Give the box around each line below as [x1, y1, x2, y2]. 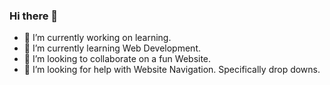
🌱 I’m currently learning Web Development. [23, 42, 201, 54]
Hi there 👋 [9, 9, 59, 23]
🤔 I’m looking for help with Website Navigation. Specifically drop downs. [23, 64, 321, 76]
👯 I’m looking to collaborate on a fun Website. [23, 53, 212, 65]
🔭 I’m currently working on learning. [23, 32, 172, 44]
